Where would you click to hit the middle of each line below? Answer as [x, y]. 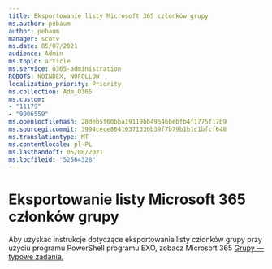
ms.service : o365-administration [65, 69]
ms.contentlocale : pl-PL [50, 144]
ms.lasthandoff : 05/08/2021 [56, 152]
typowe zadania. [36, 257]
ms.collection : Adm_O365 [50, 91]
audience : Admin [36, 54]
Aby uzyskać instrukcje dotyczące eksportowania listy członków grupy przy [135, 240]
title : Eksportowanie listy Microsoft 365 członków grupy [108, 16]
